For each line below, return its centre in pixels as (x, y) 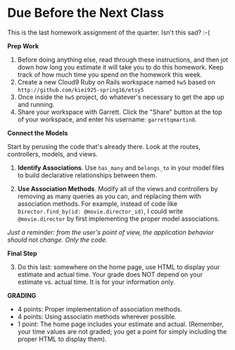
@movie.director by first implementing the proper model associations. (119, 219)
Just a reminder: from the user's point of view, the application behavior (110, 232)
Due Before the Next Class (85, 13)
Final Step (22, 253)
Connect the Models (38, 133)
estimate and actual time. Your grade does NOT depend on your (110, 274)
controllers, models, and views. (53, 154)
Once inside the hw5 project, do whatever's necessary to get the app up (121, 97)
